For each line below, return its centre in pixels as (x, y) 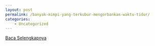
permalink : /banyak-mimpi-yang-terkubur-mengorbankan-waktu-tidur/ (78, 14)
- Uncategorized (32, 24)
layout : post (19, 10)
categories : (18, 19)
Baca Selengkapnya (26, 38)
